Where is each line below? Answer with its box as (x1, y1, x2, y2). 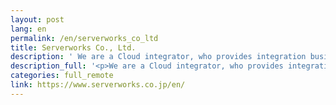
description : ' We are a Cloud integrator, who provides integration (10, 52, 307, 62)
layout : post (10, 14, 65, 25)
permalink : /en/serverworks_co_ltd (10, 33, 159, 43)
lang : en (10, 24, 47, 34)
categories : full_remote (10, 71, 114, 81)
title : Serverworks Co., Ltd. (10, 42, 137, 53)
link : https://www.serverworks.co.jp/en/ (10, 80, 186, 90)
